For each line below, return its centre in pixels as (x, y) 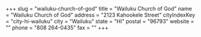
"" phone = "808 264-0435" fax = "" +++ (57, 27)
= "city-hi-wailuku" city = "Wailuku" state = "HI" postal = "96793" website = (100, 21)
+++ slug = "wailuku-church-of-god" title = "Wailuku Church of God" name (99, 9)
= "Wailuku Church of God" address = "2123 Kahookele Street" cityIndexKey (100, 15)
